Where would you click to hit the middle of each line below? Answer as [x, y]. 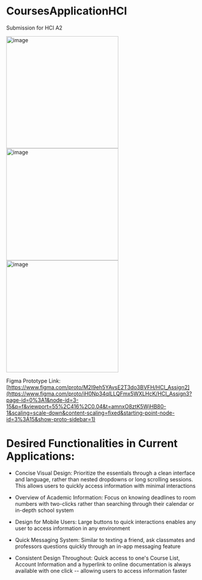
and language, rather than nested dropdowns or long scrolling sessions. [104, 479]
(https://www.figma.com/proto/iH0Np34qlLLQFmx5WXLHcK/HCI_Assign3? [99, 393]
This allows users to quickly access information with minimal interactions [105, 486]
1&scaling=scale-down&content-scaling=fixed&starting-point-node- [90, 413]
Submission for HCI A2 [35, 28]
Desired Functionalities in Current [92, 444]
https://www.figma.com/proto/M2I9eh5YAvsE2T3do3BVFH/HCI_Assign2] [99, 387]
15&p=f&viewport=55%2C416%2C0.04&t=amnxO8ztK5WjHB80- [86, 406]
